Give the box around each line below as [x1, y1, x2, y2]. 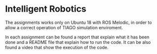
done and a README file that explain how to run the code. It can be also [5, 39, 151, 45]
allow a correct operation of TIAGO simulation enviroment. [5, 24, 123, 30]
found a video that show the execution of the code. [5, 44, 109, 50]
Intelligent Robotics [5, 3, 87, 15]
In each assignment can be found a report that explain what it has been [5, 34, 150, 40]
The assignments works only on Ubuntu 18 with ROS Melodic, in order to [5, 19, 152, 25]
